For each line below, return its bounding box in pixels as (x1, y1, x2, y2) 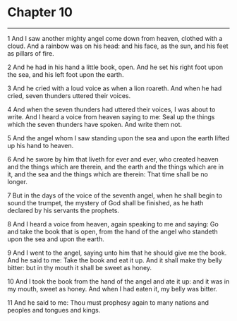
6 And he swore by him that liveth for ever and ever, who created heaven (7, 155, 219, 163)
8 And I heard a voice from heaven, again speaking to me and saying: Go (7, 219, 219, 228)
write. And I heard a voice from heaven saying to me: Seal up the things (7, 112, 215, 121)
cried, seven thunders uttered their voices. (7, 91, 131, 99)
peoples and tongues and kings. (7, 305, 101, 314)
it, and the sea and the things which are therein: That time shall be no (7, 170, 208, 178)
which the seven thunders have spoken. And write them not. (7, 120, 182, 128)
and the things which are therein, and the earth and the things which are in (7, 162, 224, 171)
